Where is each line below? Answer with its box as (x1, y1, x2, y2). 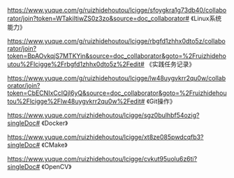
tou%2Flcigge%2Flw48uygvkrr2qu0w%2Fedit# (7, 97, 145, 105)
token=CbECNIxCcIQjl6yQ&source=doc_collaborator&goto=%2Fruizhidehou (7, 89, 227, 97)
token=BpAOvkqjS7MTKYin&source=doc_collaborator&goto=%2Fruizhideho (7, 52, 227, 60)
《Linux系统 (191, 14, 222, 22)
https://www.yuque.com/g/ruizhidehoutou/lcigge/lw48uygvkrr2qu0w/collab (7, 74, 226, 82)
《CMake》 (41, 141, 68, 149)
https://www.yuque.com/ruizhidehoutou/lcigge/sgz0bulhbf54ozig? (7, 111, 200, 119)
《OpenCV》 (41, 163, 72, 170)
